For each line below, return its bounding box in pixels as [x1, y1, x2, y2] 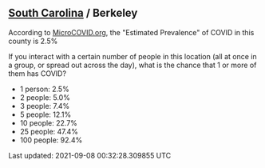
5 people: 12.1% [19, 110, 72, 119]
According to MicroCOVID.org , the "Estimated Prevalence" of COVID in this [8, 27, 255, 37]
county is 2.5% [8, 36, 58, 46]
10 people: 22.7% [19, 118, 78, 127]
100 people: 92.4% [19, 135, 83, 145]
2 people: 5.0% [19, 92, 70, 102]
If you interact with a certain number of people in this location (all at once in [8, 51, 257, 61]
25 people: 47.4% [19, 126, 78, 136]
